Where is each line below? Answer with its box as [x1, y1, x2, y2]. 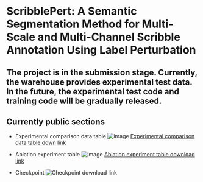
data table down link [15, 139, 66, 147]
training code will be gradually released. [6, 96, 162, 106]
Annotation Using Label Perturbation [6, 43, 196, 57]
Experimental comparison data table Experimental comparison [15, 133, 195, 140]
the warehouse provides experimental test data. [6, 77, 193, 87]
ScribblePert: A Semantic [6, 4, 137, 18]
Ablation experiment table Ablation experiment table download [15, 151, 195, 158]
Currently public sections [6, 116, 105, 127]
